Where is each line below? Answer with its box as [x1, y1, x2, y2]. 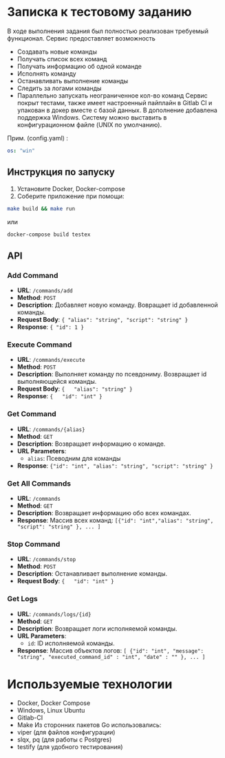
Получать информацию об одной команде [17, 62, 142, 70]
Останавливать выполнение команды [17, 76, 129, 85]
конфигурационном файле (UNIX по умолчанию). [17, 120, 162, 129]
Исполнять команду [17, 69, 77, 78]
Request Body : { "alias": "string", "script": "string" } [17, 316, 189, 324]
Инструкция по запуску [7, 166, 115, 178]
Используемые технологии [7, 676, 173, 692]
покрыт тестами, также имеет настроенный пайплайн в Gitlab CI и [17, 98, 213, 107]
